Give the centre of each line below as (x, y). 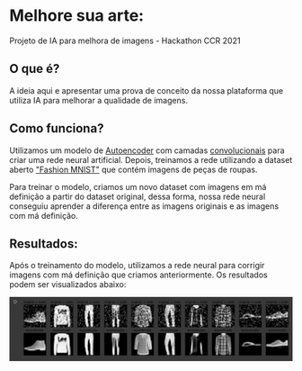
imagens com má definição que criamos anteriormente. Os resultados (138, 275)
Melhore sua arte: (77, 16)
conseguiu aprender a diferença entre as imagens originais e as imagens (144, 206)
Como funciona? (57, 128)
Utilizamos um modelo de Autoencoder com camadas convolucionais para (147, 150)
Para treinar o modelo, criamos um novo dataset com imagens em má (138, 186)
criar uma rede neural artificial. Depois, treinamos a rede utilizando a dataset (151, 159)
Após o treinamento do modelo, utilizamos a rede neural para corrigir (137, 266)
